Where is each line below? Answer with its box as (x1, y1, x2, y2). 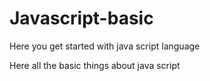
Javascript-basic (9, 7, 154, 30)
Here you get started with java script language (9, 40, 201, 52)
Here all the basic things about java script (9, 59, 181, 71)
